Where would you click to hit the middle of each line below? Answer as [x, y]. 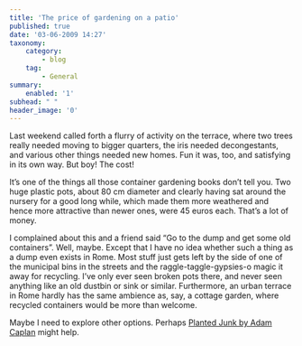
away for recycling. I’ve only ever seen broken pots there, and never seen [146, 276]
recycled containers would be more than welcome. [103, 305]
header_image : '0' [44, 110]
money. [23, 220]
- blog [54, 60]
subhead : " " [34, 102]
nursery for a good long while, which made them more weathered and [139, 201]
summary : [26, 85]
